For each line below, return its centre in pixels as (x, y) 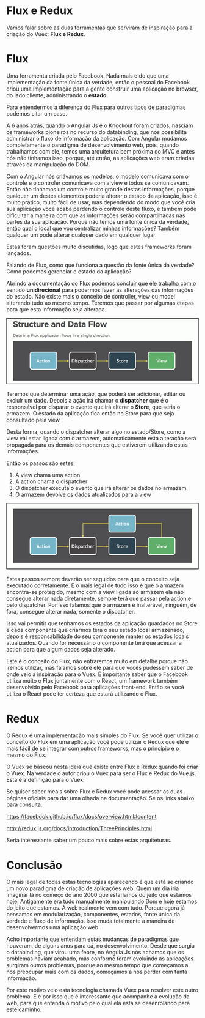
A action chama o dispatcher (51, 481)
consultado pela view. (34, 420)
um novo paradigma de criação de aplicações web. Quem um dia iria (93, 888)
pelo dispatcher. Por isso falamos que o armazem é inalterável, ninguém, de (102, 605)
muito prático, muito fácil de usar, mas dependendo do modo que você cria (101, 202)
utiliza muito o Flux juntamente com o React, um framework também (92, 681)
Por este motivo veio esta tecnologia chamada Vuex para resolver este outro (103, 990)
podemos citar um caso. (37, 113)
